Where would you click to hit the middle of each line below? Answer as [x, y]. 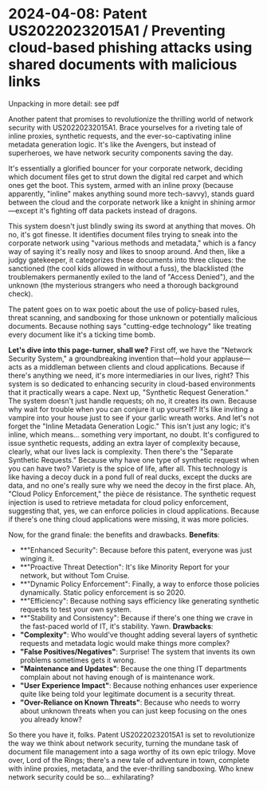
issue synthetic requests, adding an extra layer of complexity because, [124, 443]
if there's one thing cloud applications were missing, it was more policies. [129, 519]
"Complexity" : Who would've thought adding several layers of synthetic [139, 635]
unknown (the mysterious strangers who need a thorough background [124, 285]
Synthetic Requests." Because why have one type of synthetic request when [134, 460]
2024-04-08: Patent [78, 14]
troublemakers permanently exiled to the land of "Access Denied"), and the [132, 276]
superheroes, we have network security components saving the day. [121, 153]
